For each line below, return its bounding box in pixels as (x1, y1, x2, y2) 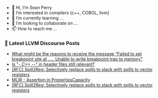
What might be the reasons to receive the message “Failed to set (11, 51, 142, 57)
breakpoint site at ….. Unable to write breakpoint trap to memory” (11, 56, 143, 62)
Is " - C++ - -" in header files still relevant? (11, 61, 95, 67)
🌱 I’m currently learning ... (11, 15, 64, 21)
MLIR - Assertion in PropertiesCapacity (11, 77, 91, 83)
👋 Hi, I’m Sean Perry (11, 5, 52, 10)
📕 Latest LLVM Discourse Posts (4, 40, 80, 47)
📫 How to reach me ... (11, 26, 57, 31)
